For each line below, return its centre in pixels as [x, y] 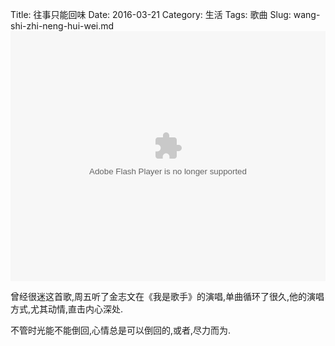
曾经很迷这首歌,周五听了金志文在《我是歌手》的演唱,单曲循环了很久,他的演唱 [167, 296]
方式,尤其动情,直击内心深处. [67, 309]
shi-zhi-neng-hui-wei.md [62, 26]
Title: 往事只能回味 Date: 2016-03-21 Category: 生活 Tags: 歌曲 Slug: [151, 14]
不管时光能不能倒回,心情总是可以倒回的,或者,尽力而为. [121, 330]
